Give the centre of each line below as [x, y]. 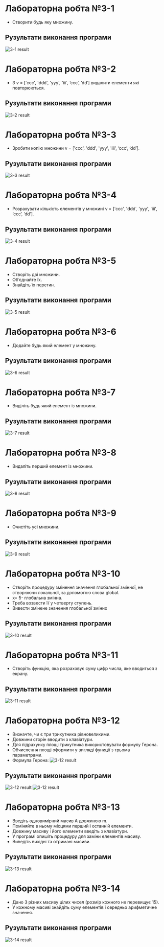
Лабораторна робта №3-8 [61, 453]
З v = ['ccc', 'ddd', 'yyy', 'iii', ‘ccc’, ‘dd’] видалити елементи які [76, 82]
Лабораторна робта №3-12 [62, 721]
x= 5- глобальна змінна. [37, 598]
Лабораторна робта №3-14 [63, 888]
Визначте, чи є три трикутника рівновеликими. [61, 734]
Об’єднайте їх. [27, 279]
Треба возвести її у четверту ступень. [52, 603]
